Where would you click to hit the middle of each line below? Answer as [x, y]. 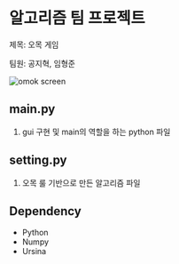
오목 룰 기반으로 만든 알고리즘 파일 [81, 182]
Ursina [34, 252]
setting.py [38, 160]
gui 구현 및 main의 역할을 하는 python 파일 [96, 132]
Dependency [45, 211]
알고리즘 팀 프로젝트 [78, 18]
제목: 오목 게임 [34, 44]
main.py [32, 109]
